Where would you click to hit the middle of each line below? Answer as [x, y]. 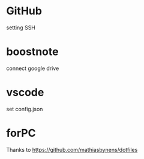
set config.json [25, 109]
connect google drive [33, 68]
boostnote [32, 52]
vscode [25, 92]
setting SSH [21, 27]
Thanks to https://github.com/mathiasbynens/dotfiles [72, 149]
